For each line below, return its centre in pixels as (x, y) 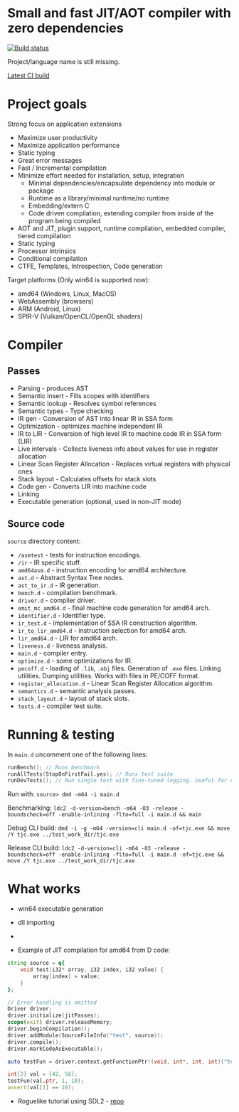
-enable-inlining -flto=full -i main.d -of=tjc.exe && (141, 855)
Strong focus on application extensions (65, 124)
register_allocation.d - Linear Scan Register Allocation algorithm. (116, 683)
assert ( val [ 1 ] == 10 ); (41, 1088)
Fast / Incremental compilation (62, 168)
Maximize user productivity (58, 137)
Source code (36, 524)
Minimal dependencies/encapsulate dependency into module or (122, 183)
